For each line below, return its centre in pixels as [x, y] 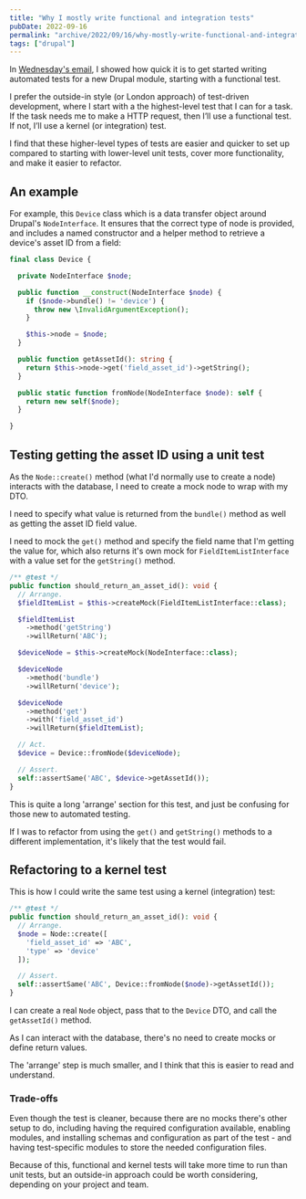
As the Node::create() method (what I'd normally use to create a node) [143, 477]
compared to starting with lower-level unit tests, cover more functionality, [147, 153]
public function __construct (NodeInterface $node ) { [120, 292]
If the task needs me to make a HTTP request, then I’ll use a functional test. [150, 116]
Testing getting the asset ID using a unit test [137, 454]
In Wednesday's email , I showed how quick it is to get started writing [138, 69]
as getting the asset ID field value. [73, 523]
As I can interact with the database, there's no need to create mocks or [143, 1038]
